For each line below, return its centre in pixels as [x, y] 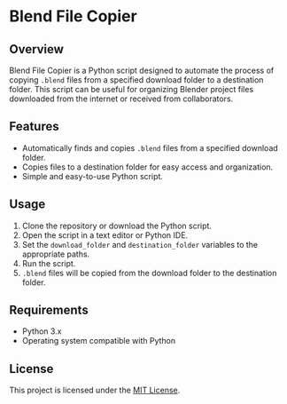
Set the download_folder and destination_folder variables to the [140, 244]
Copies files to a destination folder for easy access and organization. [147, 167]
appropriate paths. [56, 254]
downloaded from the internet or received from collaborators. [121, 99]
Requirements [49, 310]
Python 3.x [42, 331]
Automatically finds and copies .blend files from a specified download [150, 147]
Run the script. [49, 263]
